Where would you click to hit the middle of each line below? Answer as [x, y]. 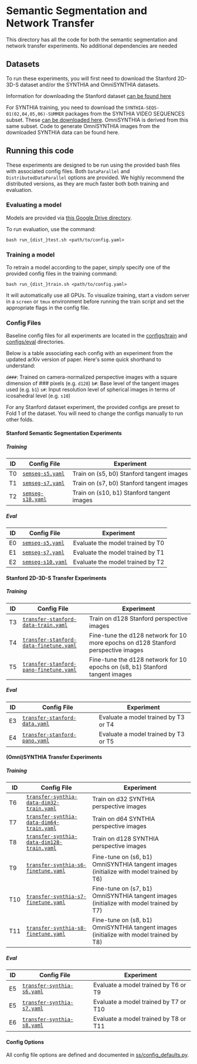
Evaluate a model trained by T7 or [140, 1002]
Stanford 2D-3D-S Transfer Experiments [56, 578]
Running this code [40, 151]
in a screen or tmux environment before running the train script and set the [95, 302]
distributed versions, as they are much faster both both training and [87, 184]
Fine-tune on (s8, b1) [122, 920]
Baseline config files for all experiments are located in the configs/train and [97, 336]
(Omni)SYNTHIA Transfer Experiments [54, 757]
